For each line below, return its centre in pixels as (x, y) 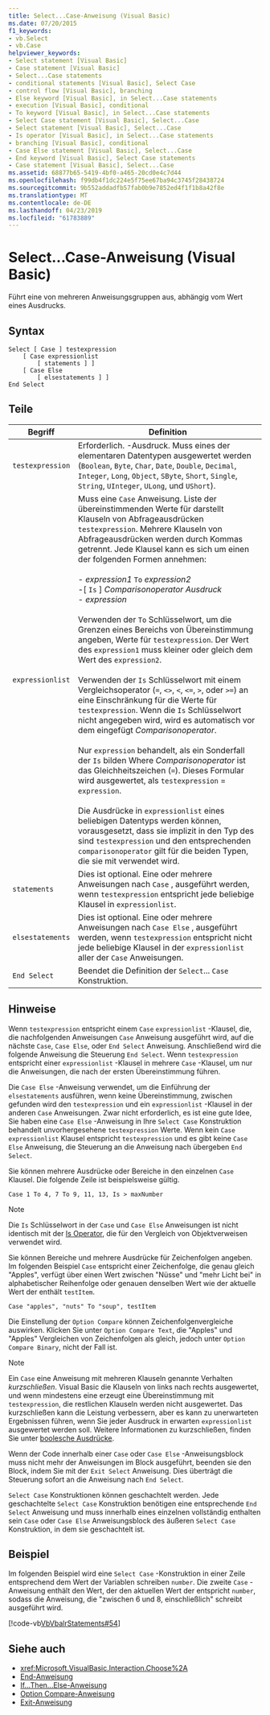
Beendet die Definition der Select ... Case (153, 971)
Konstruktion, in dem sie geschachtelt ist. (77, 1529)
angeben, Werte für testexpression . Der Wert (163, 639)
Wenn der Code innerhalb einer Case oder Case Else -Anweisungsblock (126, 1453)
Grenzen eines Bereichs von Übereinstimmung (166, 629)
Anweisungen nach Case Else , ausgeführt (157, 927)
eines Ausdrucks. (37, 306)
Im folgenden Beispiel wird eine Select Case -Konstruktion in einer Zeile (127, 1573)
